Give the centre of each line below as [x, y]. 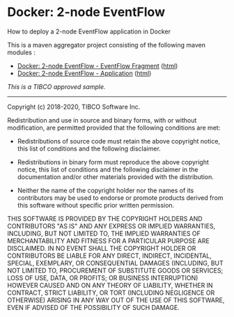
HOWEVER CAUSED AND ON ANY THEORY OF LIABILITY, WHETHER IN [110, 285]
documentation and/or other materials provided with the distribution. [115, 177]
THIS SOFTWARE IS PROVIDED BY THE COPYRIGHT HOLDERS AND [105, 218]
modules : [22, 52]
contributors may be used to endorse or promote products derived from [120, 198]
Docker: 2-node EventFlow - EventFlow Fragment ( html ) [97, 65]
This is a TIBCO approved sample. [56, 86]
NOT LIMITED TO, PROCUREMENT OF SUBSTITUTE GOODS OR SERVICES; [115, 270]
